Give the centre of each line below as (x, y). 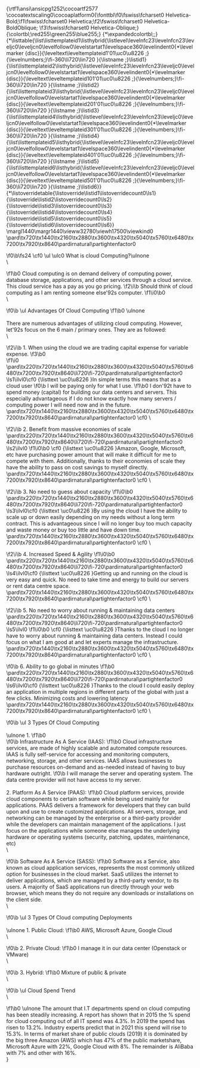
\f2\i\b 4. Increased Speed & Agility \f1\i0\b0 (61, 554)
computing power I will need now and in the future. (69, 405)
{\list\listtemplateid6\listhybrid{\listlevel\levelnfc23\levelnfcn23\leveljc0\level (100, 168)
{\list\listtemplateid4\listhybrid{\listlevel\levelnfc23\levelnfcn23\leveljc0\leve (100, 117)
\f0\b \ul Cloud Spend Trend (41, 990)
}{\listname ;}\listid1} (121, 60)
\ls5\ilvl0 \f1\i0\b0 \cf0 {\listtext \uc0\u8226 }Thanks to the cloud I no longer (100, 629)
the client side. (24, 899)
